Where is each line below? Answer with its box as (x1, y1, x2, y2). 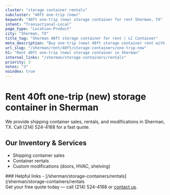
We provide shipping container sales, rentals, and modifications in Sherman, (5, 118, 165, 125)
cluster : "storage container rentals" (5, 7, 88, 13)
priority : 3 (5, 60, 31, 65)
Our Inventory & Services (5, 138, 87, 148)
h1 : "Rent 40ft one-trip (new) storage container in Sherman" (5, 50, 140, 55)
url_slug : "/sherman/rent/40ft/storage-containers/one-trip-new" (5, 45, 147, 50)
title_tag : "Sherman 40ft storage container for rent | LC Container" (5, 36, 158, 41)
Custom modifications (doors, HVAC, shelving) (12, 163, 110, 169)
